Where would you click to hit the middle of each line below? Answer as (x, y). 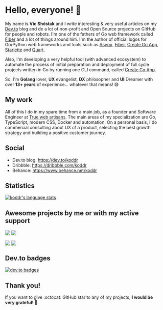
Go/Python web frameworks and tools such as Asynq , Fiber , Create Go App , (82, 44)
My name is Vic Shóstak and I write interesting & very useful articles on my (81, 24)
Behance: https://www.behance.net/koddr (55, 170)
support (18, 221)
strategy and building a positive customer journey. (56, 133)
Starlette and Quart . (25, 50)
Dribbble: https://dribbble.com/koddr (49, 165)
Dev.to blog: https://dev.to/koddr (45, 160)
